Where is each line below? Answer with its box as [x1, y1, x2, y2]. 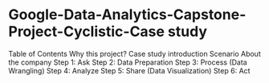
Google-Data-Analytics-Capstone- [8, 6, 247, 24]
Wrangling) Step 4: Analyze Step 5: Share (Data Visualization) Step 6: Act [8, 65, 251, 75]
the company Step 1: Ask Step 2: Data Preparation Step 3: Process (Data [8, 57, 247, 67]
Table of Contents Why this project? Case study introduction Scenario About [8, 49, 261, 58]
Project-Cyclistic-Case [8, 22, 165, 41]
